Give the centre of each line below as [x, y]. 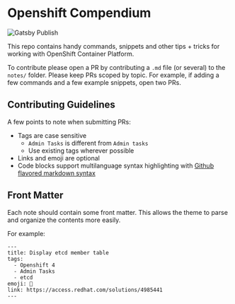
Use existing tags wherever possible [81, 151]
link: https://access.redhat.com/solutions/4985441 [85, 290]
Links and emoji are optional [59, 158]
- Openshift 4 [34, 265]
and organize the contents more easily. [64, 220]
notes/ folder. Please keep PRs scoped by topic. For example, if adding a [113, 75]
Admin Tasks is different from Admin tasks [88, 143]
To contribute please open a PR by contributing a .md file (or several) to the [116, 67]
